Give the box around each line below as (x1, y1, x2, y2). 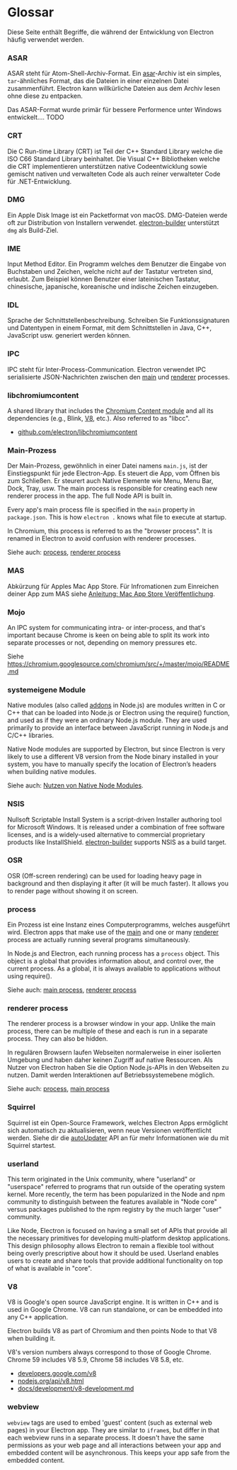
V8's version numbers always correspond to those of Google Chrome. (7, 1348, 212, 1356)
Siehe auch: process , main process (7, 1085, 110, 1093)
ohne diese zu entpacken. (7, 92, 83, 100)
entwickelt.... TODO (7, 113, 64, 121)
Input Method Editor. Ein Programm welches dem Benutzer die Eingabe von (7, 260, 226, 268)
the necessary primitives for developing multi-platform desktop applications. (7, 1234, 231, 1242)
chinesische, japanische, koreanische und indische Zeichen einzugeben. (7, 282, 219, 291)
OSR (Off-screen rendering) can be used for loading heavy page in (7, 871, 202, 880)
